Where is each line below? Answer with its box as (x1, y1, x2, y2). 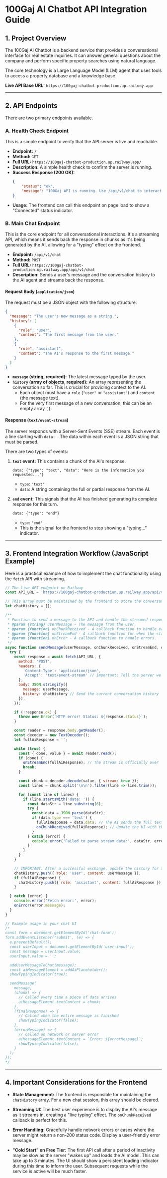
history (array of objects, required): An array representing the (12, 379, 142, 385)
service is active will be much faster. (12, 1168, 87, 1174)
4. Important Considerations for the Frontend (5, 1078, 148, 1087)
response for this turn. (12, 501, 58, 507)
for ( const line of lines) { (18, 792, 79, 797)
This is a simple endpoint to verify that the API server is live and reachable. (5, 139, 158, 145)
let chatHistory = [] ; (5, 604, 52, 609)
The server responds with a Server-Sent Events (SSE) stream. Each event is (5, 428, 160, 434)
